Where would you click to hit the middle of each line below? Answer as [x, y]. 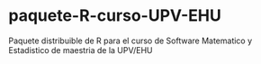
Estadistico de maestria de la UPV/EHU [81, 50]
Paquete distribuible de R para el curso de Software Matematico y [130, 41]
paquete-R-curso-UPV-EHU [115, 16]
